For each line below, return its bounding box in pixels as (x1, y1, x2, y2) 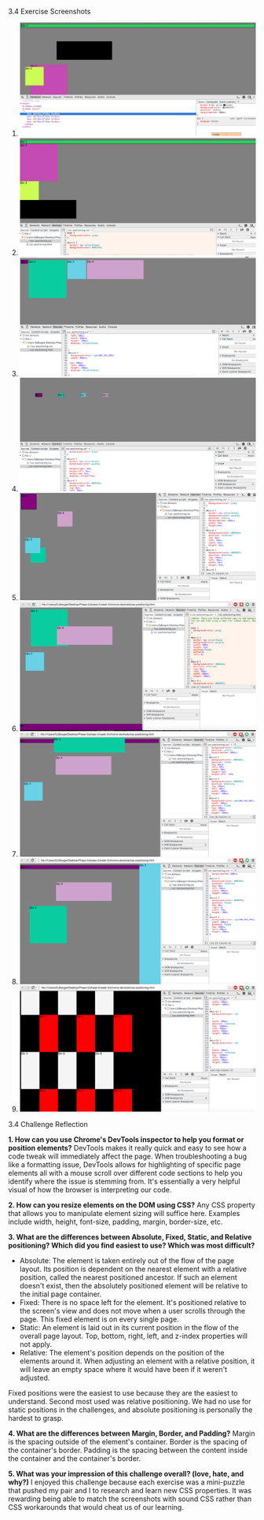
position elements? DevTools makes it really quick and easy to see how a (8, 1144, 247, 1153)
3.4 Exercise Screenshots (8, 7, 91, 16)
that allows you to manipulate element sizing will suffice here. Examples (8, 1209, 240, 1218)
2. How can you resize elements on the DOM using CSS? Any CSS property (8, 1200, 255, 1210)
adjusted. (19, 1374, 50, 1383)
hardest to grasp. (8, 1414, 64, 1423)
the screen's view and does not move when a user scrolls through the (19, 1307, 246, 1316)
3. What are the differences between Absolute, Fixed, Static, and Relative (8, 1233, 252, 1242)
